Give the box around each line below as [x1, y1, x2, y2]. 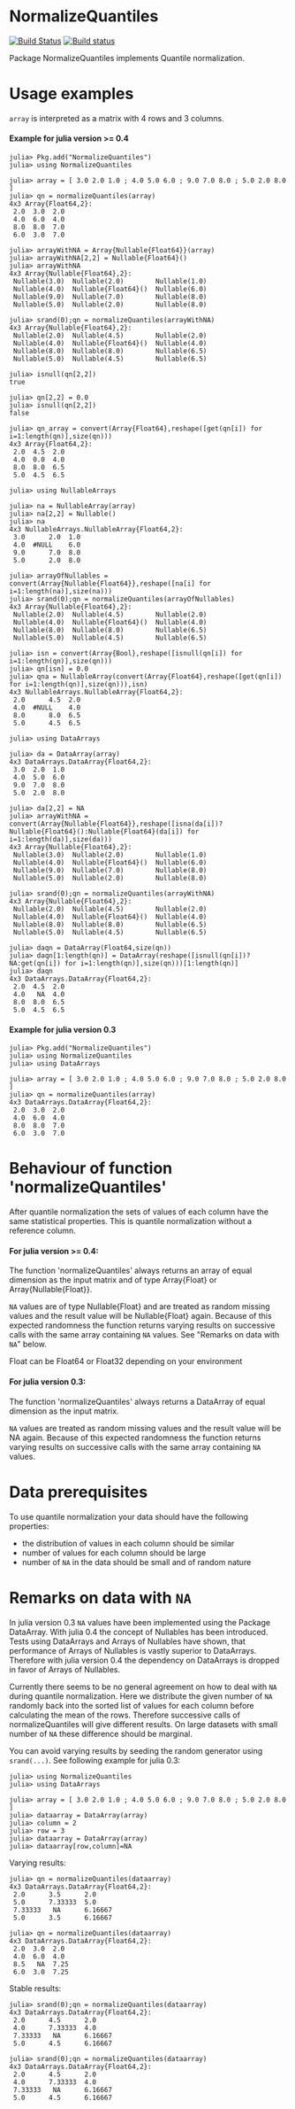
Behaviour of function [9, 1159, 173, 1179]
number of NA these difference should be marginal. [9, 1728, 193, 1739]
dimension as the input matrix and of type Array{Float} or [9, 1275, 217, 1285]
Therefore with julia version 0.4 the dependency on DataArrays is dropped [9, 1655, 280, 1665]
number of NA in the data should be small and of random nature [21, 1556, 252, 1567]
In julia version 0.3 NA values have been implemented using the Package [9, 1617, 271, 1627]
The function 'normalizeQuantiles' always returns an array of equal [9, 1265, 253, 1276]
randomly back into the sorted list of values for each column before [9, 1700, 254, 1710]
